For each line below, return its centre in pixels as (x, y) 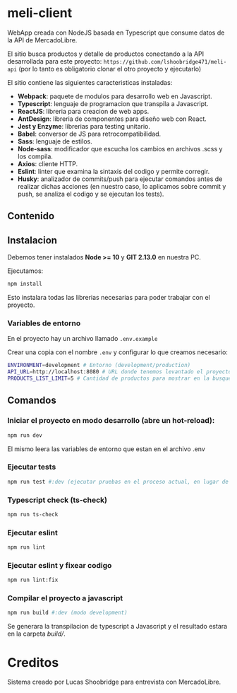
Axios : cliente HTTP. (48, 163)
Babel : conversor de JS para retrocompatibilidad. (89, 134)
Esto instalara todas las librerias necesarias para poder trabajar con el (109, 298)
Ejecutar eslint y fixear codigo (60, 565)
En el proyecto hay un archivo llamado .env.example (83, 339)
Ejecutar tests (32, 467)
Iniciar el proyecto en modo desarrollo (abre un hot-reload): (111, 421)
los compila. (35, 156)
